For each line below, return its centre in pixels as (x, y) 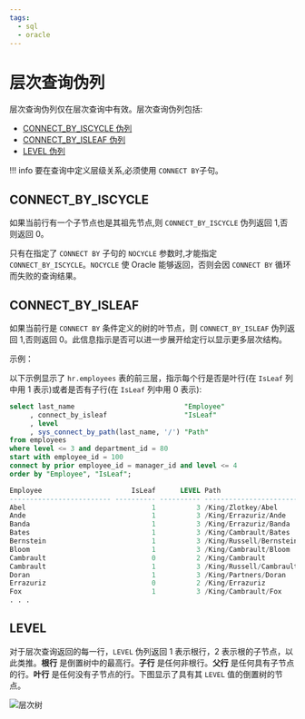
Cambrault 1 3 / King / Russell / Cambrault (154, 566)
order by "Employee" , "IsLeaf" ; (70, 474)
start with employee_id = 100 (67, 458)
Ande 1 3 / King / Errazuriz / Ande (148, 516)
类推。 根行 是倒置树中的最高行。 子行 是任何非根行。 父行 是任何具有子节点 (156, 663)
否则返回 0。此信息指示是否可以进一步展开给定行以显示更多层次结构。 (156, 339)
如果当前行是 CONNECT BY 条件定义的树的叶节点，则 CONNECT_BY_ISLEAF (139, 328)
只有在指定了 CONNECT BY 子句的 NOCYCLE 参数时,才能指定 (113, 253)
